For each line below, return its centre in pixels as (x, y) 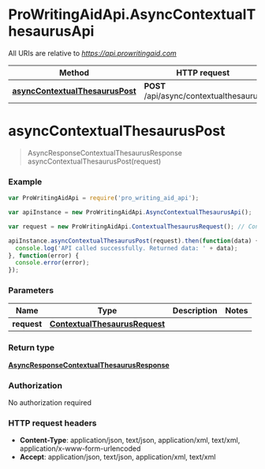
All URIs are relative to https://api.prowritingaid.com (93, 53)
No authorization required (50, 403)
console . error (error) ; (52, 263)
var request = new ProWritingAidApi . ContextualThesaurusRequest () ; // (127, 227)
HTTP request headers (52, 422)
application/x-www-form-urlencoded (80, 448)
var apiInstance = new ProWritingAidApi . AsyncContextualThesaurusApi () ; (130, 212)
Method (74, 73)
